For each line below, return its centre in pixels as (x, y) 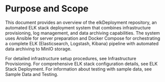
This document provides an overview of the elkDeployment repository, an (81, 22)
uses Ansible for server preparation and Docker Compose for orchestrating (83, 38)
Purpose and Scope (47, 9)
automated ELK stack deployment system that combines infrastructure (78, 27)
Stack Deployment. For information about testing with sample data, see (78, 69)
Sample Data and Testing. (32, 74)
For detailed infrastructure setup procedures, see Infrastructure (71, 58)
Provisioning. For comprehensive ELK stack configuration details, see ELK (81, 64)
